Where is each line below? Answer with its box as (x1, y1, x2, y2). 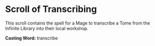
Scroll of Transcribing (5, 3, 97, 15)
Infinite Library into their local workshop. (5, 25, 88, 31)
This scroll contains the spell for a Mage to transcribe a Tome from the (5, 20, 150, 26)
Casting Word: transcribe (5, 35, 58, 41)
